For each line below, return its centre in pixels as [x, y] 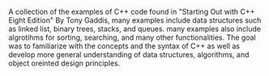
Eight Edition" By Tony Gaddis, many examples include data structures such [135, 20]
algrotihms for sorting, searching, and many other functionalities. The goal [132, 37]
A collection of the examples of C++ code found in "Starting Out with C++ [132, 12]
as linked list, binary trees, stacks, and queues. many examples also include [135, 29]
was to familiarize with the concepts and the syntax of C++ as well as [124, 46]
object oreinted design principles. [64, 63]
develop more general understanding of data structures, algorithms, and [129, 55]
